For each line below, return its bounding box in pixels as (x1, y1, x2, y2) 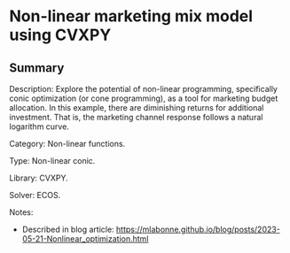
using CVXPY (9, 25, 112, 45)
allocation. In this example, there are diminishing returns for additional (9, 103, 264, 112)
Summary (9, 60, 65, 75)
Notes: (9, 207, 34, 218)
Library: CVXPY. (9, 172, 68, 183)
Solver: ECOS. (9, 190, 61, 200)
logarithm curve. (9, 121, 69, 132)
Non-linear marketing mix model (9, 6, 254, 27)
